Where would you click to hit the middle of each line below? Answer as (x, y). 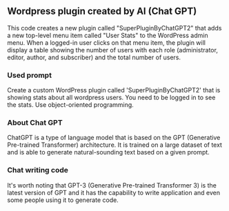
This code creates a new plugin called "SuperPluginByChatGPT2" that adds (114, 28)
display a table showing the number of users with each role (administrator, (113, 50)
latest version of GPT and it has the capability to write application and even (114, 192)
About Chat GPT (35, 123)
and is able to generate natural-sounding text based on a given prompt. (109, 152)
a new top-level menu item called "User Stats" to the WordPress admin (108, 35)
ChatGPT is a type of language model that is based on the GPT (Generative (114, 138)
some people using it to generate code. (63, 200)
